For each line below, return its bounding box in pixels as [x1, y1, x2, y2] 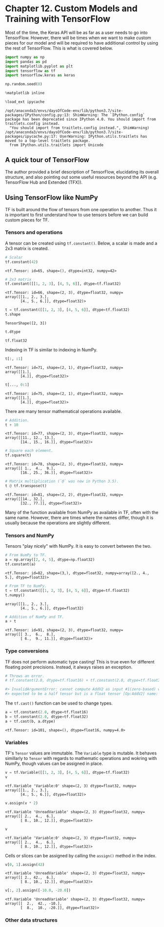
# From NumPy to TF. [5, 553, 47, 558]
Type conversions [5, 648, 49, 655]
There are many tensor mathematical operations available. [5, 408, 122, 414]
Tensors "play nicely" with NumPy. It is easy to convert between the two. [5, 543, 152, 549]
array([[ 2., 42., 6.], [5, 875, 56, 880]
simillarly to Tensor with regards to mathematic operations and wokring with [5, 756, 157, 761]
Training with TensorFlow [5, 13, 111, 24]
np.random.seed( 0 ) [5, 82, 42, 87]
